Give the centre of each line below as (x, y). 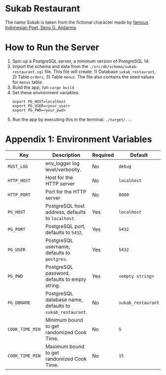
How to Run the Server (52, 48)
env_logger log (62, 163)
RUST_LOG (18, 166)
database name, (64, 300)
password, (58, 273)
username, (58, 246)
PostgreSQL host (65, 206)
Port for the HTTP (66, 191)
